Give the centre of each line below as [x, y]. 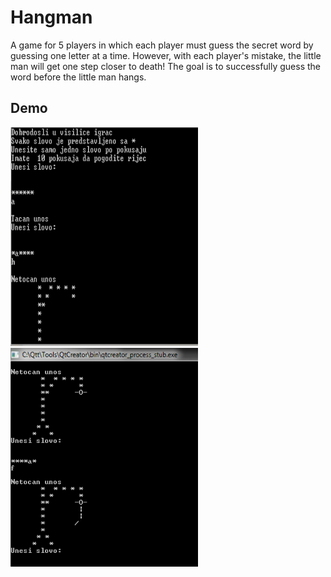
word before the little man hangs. [78, 77]
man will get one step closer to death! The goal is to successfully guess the [166, 66]
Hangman [51, 17]
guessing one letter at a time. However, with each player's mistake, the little [166, 55]
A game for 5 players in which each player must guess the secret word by [162, 45]
